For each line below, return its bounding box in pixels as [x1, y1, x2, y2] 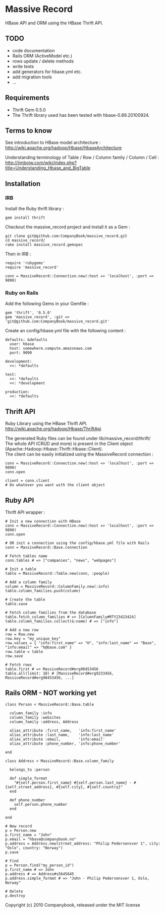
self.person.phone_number [14, 802, 68, 807]
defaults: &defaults [5, 337, 48, 342]
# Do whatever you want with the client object [5, 483, 106, 488]
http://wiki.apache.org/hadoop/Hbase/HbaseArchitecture [5, 145, 122, 151]
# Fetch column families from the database [5, 610, 97, 615]
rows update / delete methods [12, 58, 74, 64]
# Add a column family [5, 580, 52, 585]
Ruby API [5, 496, 34, 505]
